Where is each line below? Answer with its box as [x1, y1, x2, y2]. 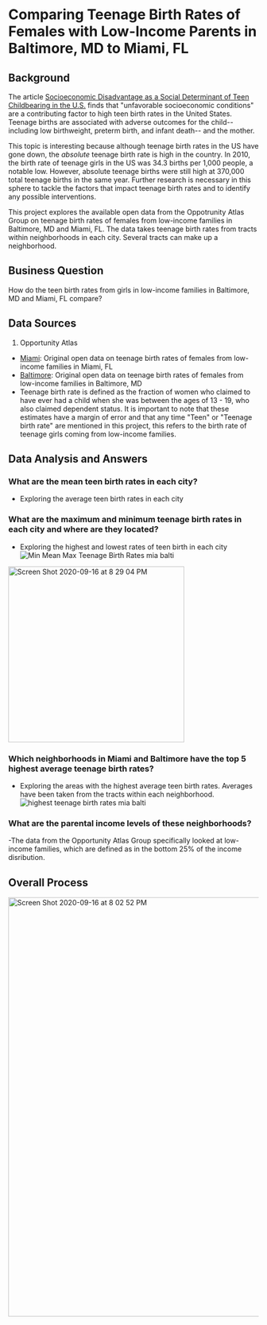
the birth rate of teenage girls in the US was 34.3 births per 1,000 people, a [8, 158, 253, 168]
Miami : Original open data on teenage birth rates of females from [19, 353, 233, 362]
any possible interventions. [8, 192, 97, 201]
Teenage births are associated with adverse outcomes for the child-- [8, 118, 234, 126]
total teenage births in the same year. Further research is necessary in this [8, 175, 252, 184]
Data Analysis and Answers [8, 452, 149, 466]
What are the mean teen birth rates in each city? [8, 475, 198, 486]
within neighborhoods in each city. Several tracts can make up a [8, 233, 219, 242]
